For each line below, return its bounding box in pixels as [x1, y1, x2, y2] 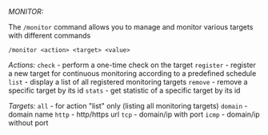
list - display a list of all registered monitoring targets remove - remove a [8, 77, 248, 86]
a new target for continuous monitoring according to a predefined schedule [8, 69, 257, 78]
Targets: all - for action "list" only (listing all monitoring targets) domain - [8, 101, 248, 110]
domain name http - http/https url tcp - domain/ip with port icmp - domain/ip [8, 109, 260, 119]
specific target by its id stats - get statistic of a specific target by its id [8, 85, 241, 95]
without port [8, 118, 49, 127]
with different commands [8, 31, 91, 40]
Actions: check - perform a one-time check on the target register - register [8, 60, 256, 69]
